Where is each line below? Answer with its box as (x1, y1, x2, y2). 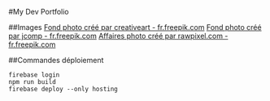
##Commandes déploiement (8, 56, 104, 65)
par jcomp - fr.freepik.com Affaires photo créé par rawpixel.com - (8, 32, 229, 40)
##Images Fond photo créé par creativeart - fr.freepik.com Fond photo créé (8, 23, 262, 32)
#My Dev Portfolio (8, 7, 69, 16)
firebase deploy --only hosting (8, 85, 118, 93)
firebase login (8, 71, 60, 79)
